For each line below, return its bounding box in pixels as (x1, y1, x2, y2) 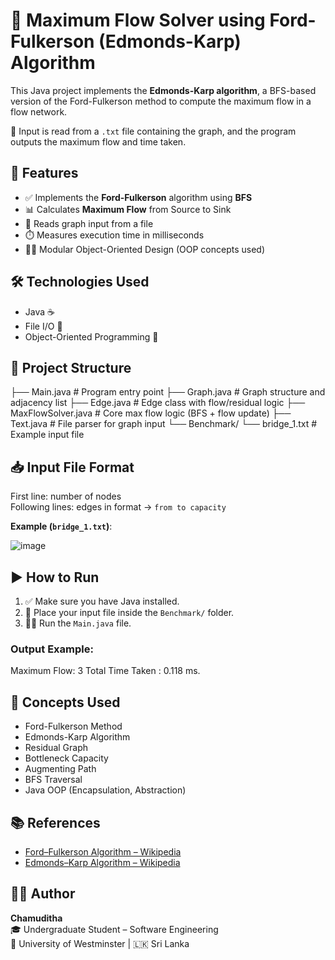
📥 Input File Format (10, 459, 135, 476)
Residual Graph (24, 742, 89, 754)
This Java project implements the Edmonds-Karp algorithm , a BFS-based (10, 84, 317, 96)
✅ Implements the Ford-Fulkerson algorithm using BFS (24, 191, 253, 203)
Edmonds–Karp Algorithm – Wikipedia (24, 856, 181, 868)
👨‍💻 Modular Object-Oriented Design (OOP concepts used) (24, 243, 265, 255)
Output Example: (10, 642, 94, 656)
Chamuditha (10, 912, 63, 924)
